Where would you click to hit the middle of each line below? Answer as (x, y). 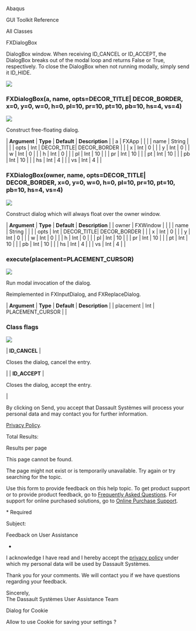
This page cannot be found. (39, 460)
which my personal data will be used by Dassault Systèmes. (78, 564)
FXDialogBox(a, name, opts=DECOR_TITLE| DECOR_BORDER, (94, 99)
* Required (19, 512)
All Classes (20, 31)
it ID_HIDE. (19, 72)
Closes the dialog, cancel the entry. (49, 362)
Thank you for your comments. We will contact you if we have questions (93, 575)
